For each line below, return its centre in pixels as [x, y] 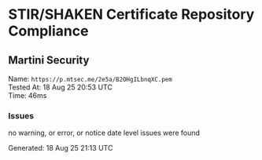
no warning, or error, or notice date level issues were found [104, 133]
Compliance [48, 31]
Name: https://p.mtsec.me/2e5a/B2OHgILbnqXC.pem [90, 79]
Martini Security [49, 60]
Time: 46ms [28, 95]
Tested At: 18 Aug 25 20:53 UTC [60, 87]
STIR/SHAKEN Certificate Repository [131, 15]
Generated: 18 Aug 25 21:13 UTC [61, 148]
